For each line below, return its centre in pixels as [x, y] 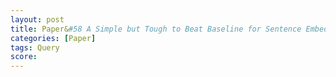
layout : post [37, 19]
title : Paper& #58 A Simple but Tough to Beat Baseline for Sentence [156, 29]
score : [24, 57]
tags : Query [35, 47]
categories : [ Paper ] [53, 38]
